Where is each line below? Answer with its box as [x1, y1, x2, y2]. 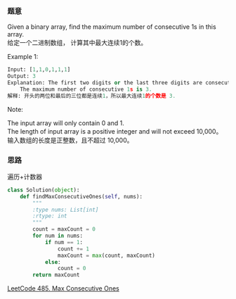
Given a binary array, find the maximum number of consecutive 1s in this [7, 23, 216, 31]
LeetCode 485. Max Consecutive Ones [7, 284, 119, 293]
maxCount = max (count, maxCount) [57, 252, 156, 259]
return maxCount [32, 272, 80, 279]
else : [44, 258, 61, 265]
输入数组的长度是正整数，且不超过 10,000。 [7, 136, 133, 144]
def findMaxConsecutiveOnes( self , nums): [20, 193, 143, 200]
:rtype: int [32, 212, 68, 220]
